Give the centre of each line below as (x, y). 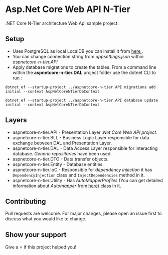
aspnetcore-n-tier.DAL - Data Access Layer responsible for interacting (85, 148)
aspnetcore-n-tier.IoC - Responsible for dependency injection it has (82, 169)
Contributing (26, 201)
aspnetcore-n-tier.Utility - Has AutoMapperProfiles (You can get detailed (88, 180)
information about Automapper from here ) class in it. (67, 186)
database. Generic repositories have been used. (62, 153)
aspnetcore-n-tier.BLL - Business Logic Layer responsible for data (81, 137)
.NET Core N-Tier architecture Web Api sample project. (62, 23)
